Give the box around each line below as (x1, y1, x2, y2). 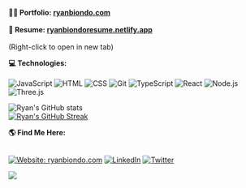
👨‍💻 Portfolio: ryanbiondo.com (8, 8, 111, 17)
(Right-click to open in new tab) (8, 42, 114, 52)
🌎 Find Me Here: (8, 128, 67, 137)
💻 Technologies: (8, 58, 67, 68)
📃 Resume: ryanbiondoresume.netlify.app (8, 25, 153, 34)
